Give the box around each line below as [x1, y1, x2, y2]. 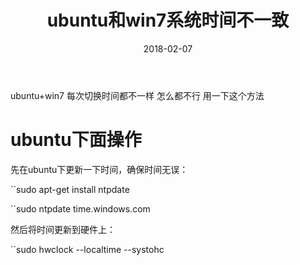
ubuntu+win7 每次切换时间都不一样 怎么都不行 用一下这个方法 [10, 89, 265, 101]
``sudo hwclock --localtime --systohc [10, 243, 165, 255]
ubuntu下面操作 [10, 129, 142, 151]
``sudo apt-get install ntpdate [10, 183, 130, 195]
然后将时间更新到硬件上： [10, 223, 116, 235]
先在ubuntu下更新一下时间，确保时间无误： [10, 163, 189, 175]
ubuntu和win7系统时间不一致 [46, 9, 290, 32]
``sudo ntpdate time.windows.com [10, 202, 151, 215]
